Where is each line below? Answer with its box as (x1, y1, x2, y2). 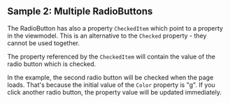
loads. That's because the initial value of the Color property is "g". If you (7, 80, 215, 89)
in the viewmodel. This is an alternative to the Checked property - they (7, 31, 207, 40)
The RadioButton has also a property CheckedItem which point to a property (7, 24, 224, 32)
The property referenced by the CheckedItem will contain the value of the (7, 52, 215, 61)
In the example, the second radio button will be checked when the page (7, 73, 214, 81)
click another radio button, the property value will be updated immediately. (7, 88, 222, 96)
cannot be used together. (7, 38, 80, 47)
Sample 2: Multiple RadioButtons (7, 6, 153, 17)
